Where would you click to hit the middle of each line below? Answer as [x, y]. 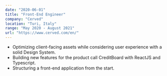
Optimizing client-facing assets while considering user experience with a [87, 47]
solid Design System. [34, 52]
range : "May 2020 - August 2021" [40, 28]
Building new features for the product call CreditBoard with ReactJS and [86, 57]
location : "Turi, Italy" [31, 24]
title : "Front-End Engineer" [35, 14]
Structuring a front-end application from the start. [63, 68]
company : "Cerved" [24, 19]
